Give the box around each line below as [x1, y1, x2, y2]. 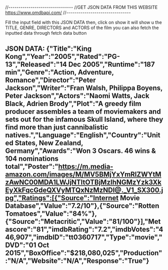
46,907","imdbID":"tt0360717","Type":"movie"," [5, 233, 163, 242]
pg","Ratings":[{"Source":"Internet [5, 194, 119, 203]
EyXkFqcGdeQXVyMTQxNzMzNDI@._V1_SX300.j [5, 186, 163, 195]
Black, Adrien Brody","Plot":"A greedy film [5, 100, 141, 108]
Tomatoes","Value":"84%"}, [5, 210, 97, 218]
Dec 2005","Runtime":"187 [68, 60, 155, 69]
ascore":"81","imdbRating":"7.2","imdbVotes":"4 [5, 225, 163, 234]
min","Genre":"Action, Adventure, [5, 68, 114, 77]
